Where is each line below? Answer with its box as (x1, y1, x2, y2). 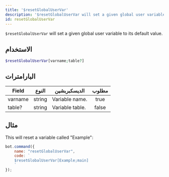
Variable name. (52, 96, 88, 103)
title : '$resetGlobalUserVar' (5, 7, 69, 13)
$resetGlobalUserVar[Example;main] (14, 158, 89, 163)
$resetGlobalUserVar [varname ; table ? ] (5, 58, 84, 63)
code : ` (14, 153, 30, 158)
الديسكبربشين (54, 87, 85, 94)
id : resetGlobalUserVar (5, 17, 55, 22)
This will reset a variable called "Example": (5, 134, 94, 140)
